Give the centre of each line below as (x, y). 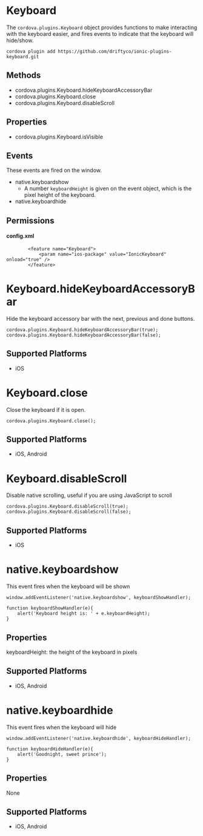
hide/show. (20, 40)
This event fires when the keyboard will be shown (68, 586)
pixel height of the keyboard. (60, 195)
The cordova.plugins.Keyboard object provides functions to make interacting (102, 27)
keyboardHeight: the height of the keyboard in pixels (72, 652)
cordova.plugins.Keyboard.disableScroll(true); (68, 507)
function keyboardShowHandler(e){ (50, 608)
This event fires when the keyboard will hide (62, 727)
